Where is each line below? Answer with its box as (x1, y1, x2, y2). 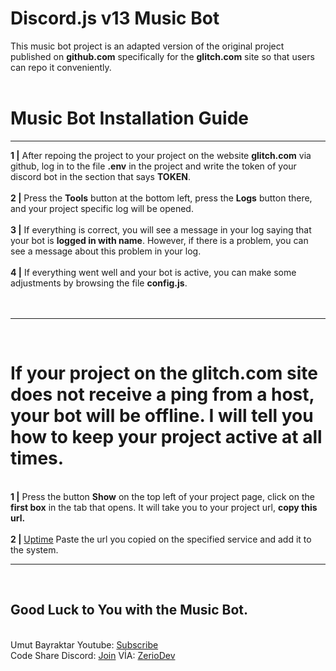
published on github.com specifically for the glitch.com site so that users (10, 50, 315, 62)
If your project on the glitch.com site (10, 362, 318, 385)
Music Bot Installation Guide (10, 107, 249, 130)
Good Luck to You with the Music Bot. (10, 602, 249, 619)
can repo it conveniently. (10, 61, 112, 73)
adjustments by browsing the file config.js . (10, 277, 188, 289)
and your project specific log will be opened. (10, 202, 194, 214)
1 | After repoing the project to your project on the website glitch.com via (10, 149, 312, 161)
